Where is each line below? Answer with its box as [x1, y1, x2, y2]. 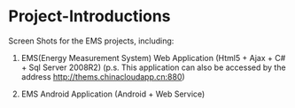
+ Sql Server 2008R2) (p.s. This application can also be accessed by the [20, 62, 286, 73]
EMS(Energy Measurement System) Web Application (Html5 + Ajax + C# [20, 52, 286, 63]
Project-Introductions [8, 6, 171, 27]
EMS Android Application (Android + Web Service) [20, 89, 206, 99]
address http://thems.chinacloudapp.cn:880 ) [20, 71, 185, 81]
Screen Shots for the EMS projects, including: [8, 35, 175, 46]
